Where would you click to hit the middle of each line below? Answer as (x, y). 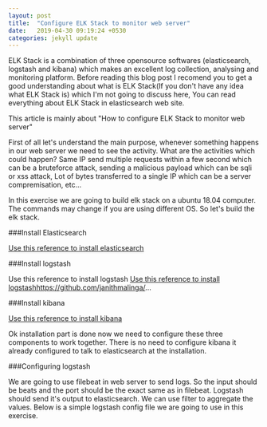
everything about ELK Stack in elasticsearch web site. (96, 103)
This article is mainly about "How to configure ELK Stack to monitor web (127, 119)
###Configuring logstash (49, 366)
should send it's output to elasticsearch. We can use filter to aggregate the (131, 399)
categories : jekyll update (53, 38)
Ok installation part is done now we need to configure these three (116, 334)
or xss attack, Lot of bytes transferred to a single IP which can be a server (130, 176)
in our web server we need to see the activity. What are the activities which (132, 151)
